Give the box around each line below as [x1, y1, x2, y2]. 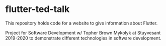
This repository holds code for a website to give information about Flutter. [5, 20, 158, 26]
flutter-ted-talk [5, 3, 70, 15]
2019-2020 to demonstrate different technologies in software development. [5, 35, 162, 41]
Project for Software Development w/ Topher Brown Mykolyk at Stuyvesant [5, 29, 161, 35]
